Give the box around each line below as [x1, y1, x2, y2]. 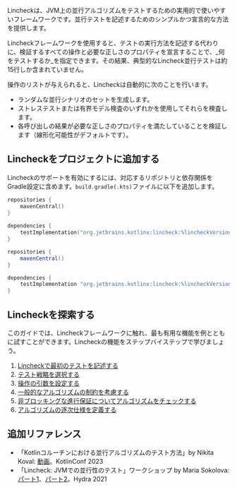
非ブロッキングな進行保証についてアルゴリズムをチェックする [17, 397, 197, 405]
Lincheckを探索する [7, 309, 95, 321]
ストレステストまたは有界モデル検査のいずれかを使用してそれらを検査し [17, 104, 228, 112]
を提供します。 [7, 24, 51, 32]
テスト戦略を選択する [17, 370, 80, 378]
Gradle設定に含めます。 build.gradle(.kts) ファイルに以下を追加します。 [7, 182, 219, 191]
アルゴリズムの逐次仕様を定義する [17, 405, 117, 414]
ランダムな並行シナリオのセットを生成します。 [17, 95, 154, 104]
